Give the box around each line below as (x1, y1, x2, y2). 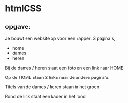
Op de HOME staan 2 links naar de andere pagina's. (5, 75, 110, 80)
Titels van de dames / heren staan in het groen (5, 84, 100, 90)
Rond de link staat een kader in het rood (5, 94, 86, 99)
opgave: (5, 23, 31, 31)
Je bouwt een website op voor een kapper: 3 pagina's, (5, 35, 116, 41)
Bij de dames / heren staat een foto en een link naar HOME (5, 65, 124, 71)
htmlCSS (5, 3, 42, 14)
